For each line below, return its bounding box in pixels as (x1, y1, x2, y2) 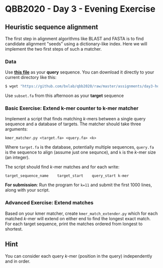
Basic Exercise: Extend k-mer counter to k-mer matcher (5, 105, 139, 112)
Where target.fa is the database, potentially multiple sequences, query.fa (5, 144, 154, 150)
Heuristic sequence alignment (5, 23, 98, 31)
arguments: (5, 126, 28, 132)
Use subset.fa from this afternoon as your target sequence (5, 93, 124, 98)
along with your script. (5, 187, 50, 193)
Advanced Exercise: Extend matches (5, 199, 94, 206)
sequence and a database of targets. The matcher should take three (5, 121, 142, 127)
